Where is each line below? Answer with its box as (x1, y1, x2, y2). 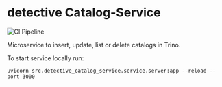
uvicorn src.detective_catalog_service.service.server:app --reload (7, 67, 207, 74)
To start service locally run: (7, 53, 84, 62)
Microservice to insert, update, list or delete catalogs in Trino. (7, 40, 181, 49)
